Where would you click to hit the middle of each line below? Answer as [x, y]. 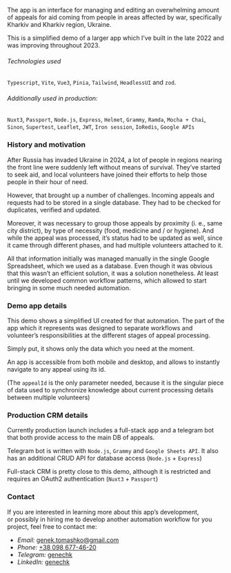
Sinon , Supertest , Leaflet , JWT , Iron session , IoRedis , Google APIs [101, 127]
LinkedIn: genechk [43, 562]
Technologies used [34, 61]
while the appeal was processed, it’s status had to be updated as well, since [115, 238]
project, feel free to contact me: [52, 526]
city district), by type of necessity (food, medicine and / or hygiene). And [111, 230]
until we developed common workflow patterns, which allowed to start [107, 280]
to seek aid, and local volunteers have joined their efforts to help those [107, 174]
